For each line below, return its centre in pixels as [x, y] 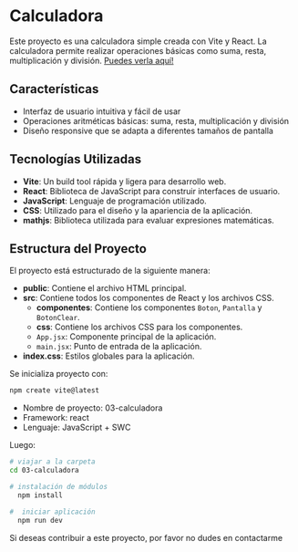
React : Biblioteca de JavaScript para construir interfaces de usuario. [151, 191]
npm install [41, 495]
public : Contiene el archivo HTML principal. [104, 288]
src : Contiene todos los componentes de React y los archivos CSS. [149, 298]
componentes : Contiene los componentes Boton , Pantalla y [149, 307]
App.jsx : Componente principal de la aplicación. [126, 337]
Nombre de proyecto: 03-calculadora [92, 408]
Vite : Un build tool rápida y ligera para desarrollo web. [124, 181]
